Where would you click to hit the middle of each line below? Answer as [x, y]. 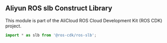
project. [13, 26]
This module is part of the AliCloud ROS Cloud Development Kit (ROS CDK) [84, 20]
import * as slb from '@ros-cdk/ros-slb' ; [51, 35]
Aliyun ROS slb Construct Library [59, 8]
